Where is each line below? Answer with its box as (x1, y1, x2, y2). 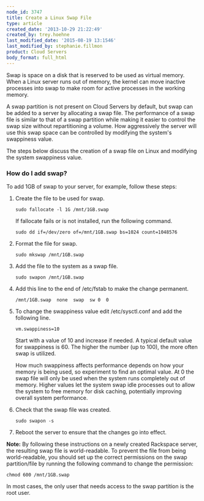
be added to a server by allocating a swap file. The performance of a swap (6, 109, 195, 116)
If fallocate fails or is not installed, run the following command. (15, 217, 173, 224)
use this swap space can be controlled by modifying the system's (6, 129, 172, 136)
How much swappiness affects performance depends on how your (15, 361, 184, 369)
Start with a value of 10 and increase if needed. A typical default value (15, 336, 192, 344)
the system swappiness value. (6, 154, 83, 161)
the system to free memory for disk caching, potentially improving (15, 387, 182, 395)
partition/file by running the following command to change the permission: (6, 460, 194, 467)
